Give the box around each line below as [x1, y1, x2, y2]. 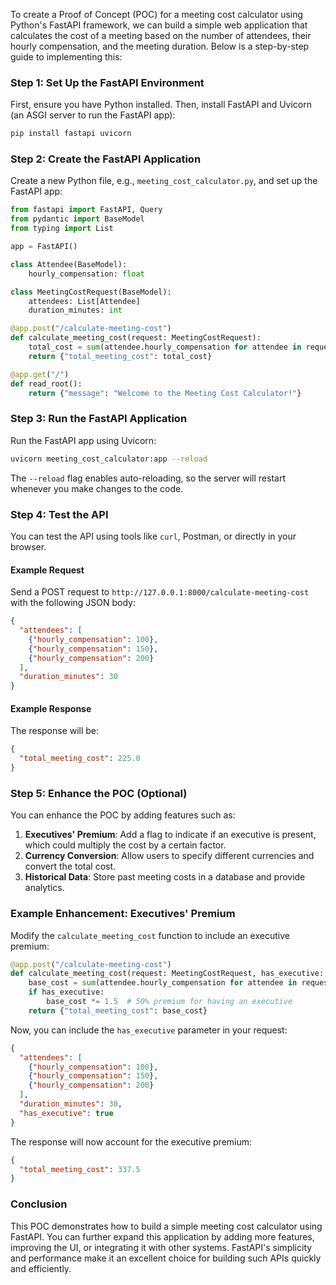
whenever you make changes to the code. [10, 482, 184, 494]
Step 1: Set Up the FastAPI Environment [10, 75, 205, 89]
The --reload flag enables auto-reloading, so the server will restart [10, 472, 286, 484]
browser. [10, 540, 47, 553]
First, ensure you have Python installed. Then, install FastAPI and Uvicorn [10, 99, 312, 111]
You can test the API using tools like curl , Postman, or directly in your [10, 530, 297, 542]
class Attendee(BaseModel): [10, 259, 128, 269]
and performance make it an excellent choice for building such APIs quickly [10, 1252, 322, 1264]
